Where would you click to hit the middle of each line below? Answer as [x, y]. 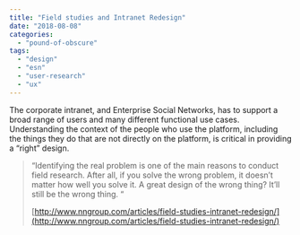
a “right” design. [39, 148]
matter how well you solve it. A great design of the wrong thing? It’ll [155, 184]
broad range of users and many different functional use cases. [124, 119]
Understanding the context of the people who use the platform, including [144, 129]
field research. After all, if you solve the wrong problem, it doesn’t [152, 175]
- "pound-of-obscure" [58, 43]
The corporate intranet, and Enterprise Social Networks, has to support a [144, 109]
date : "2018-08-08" [46, 26]
